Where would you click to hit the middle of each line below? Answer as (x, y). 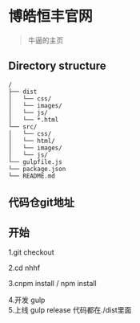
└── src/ (23, 127)
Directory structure (57, 66)
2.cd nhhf (24, 268)
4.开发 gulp (27, 300)
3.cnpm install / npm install (53, 283)
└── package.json (37, 169)
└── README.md (32, 176)
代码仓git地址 (41, 203)
